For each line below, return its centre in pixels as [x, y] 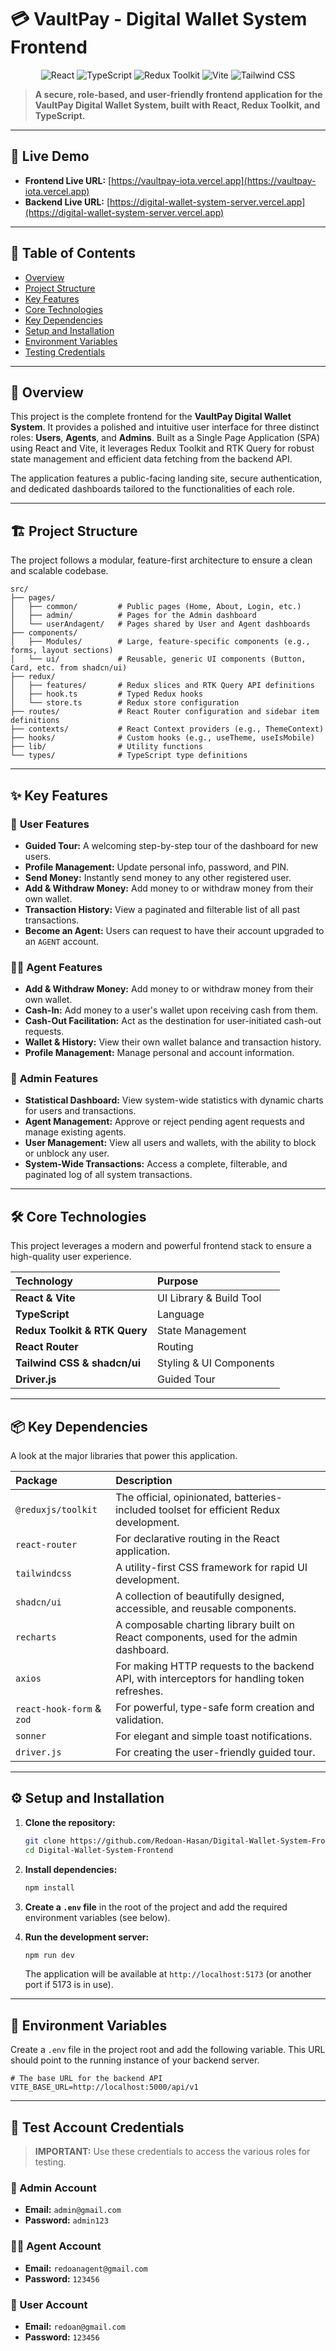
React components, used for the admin [206, 1638]
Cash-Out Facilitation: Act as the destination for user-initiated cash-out [173, 1021]
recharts [36, 1637]
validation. [140, 1720]
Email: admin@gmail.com [73, 2210]
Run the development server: [87, 1937]
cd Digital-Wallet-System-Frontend [99, 1850]
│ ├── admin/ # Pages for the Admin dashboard [133, 616]
